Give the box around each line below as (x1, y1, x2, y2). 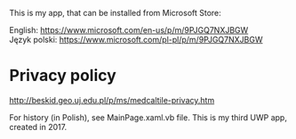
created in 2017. (9, 121, 68, 132)
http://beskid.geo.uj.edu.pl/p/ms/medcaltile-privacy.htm (9, 94, 215, 105)
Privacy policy (9, 66, 117, 86)
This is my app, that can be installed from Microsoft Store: (9, 8, 222, 18)
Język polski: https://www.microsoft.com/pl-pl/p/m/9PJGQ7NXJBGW (9, 35, 263, 45)
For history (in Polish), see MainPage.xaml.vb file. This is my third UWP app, (9, 111, 287, 123)
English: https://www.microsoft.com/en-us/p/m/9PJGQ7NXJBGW (9, 25, 249, 35)
